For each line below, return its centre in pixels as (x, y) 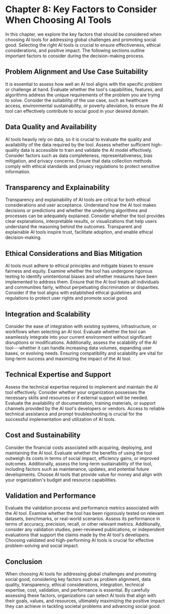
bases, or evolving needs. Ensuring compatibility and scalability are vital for (84, 353)
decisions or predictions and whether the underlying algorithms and (76, 211)
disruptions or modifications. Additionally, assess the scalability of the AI (81, 342)
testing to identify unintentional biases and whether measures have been (81, 277)
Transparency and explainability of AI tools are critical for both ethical (78, 200)
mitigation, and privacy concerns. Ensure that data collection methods (78, 160)
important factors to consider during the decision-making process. (75, 56)
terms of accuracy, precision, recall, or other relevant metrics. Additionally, (83, 524)
